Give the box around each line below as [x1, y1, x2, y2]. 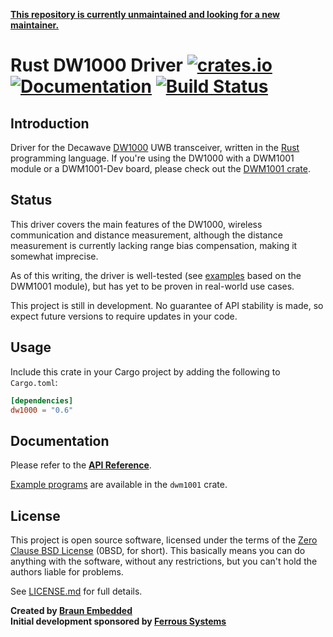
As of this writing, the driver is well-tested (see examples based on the [10, 269, 302, 281]
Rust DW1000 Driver [10, 54, 184, 77]
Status [10, 192, 53, 209]
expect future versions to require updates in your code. [10, 310, 238, 322]
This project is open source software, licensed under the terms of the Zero [10, 534, 318, 546]
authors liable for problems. [10, 566, 124, 578]
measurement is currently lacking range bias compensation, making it [10, 239, 298, 251]
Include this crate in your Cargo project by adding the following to [10, 365, 281, 378]
